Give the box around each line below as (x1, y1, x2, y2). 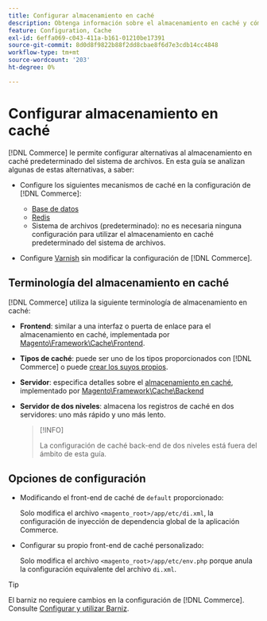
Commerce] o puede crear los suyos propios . (19, 362, 168, 371)
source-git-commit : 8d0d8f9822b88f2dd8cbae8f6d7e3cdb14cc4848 (8, 41, 219, 49)
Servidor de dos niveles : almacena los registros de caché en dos (19, 401, 234, 410)
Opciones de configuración (8, 472, 146, 485)
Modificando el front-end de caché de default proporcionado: (19, 493, 224, 503)
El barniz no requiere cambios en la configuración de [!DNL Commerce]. (8, 596, 245, 605)
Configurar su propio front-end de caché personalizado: (19, 541, 204, 550)
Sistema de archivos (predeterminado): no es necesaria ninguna (31, 220, 242, 231)
